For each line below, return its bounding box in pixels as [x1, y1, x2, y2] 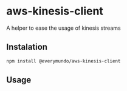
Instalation [6, 42, 47, 52]
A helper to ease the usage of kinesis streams [6, 24, 121, 32]
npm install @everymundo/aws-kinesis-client [6, 58, 121, 64]
